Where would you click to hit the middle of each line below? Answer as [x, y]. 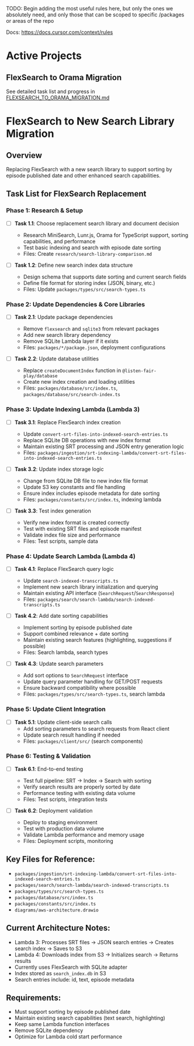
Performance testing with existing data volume [79, 793]
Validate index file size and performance [72, 535]
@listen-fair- [139, 371]
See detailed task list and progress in [51, 91]
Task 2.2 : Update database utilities [57, 359]
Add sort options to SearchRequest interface [76, 676]
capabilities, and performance [59, 241]
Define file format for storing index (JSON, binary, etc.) [89, 283]
